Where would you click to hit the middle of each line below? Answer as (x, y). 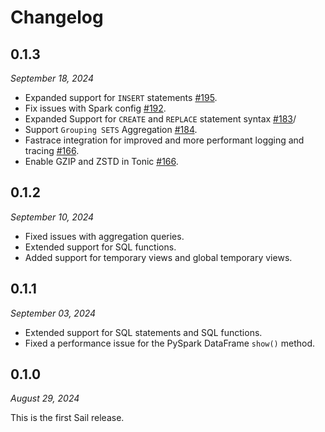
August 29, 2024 (45, 398)
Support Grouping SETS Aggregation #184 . (111, 129)
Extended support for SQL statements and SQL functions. (143, 332)
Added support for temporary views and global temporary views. (158, 257)
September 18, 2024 (52, 78)
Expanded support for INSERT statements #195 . (121, 97)
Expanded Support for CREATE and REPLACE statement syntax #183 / (160, 119)
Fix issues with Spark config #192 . (95, 108)
